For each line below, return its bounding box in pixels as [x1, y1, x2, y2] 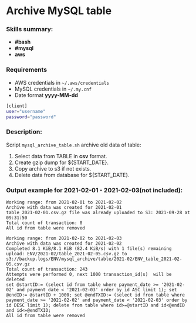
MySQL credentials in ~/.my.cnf [14, 85, 92, 92]
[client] [6, 103, 28, 109]
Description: [6, 128, 42, 136]
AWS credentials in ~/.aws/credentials [14, 79, 110, 86]
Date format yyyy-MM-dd [14, 91, 78, 98]
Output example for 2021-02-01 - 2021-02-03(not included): [6, 186, 183, 194]
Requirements [6, 66, 48, 74]
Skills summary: [6, 25, 53, 34]
